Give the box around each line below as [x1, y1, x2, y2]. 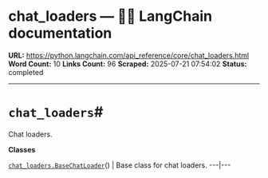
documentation [8, 24, 112, 42]
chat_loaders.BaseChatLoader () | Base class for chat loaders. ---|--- [8, 160, 231, 170]
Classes [8, 144, 36, 154]
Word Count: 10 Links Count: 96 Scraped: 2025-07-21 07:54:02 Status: [8, 59, 247, 69]
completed [8, 67, 44, 77]
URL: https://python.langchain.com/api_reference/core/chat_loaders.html [8, 50, 250, 60]
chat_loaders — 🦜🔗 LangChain [8, 7, 213, 26]
